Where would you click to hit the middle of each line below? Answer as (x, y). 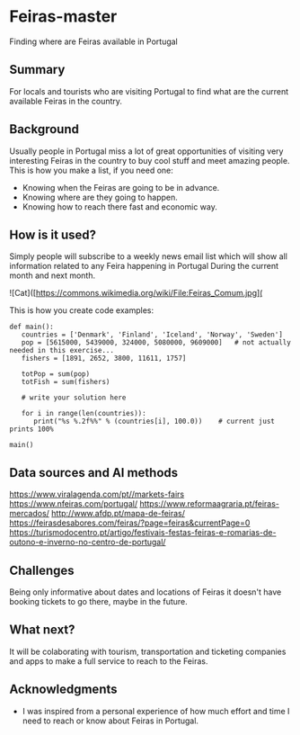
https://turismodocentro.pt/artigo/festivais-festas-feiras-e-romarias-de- (143, 533)
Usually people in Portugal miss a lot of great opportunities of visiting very (146, 151)
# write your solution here (74, 398)
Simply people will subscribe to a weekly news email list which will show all (148, 256)
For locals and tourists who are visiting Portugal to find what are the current (149, 91)
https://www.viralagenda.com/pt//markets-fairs (97, 494)
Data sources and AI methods (94, 473)
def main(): (31, 327)
